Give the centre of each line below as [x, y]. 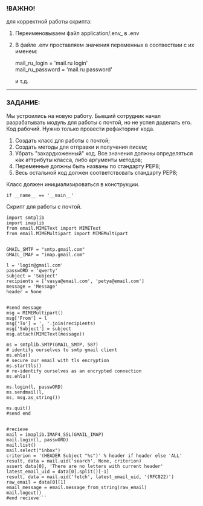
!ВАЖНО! [21, 8]
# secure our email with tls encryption [58, 360]
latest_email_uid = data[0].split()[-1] [58, 472]
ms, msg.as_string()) [34, 397]
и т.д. [22, 81]
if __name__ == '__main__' [40, 195]
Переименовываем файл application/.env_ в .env [77, 33]
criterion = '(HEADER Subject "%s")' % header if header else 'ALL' [94, 456]
